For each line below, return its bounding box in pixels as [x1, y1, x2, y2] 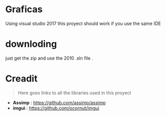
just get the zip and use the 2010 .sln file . [5, 55, 93, 61]
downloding [5, 38, 57, 50]
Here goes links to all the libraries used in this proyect [17, 90, 132, 96]
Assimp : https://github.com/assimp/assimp [12, 99, 106, 105]
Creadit [5, 73, 38, 84]
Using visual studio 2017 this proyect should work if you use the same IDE [5, 20, 161, 26]
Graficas [5, 4, 43, 15]
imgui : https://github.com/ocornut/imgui [12, 105, 99, 111]
